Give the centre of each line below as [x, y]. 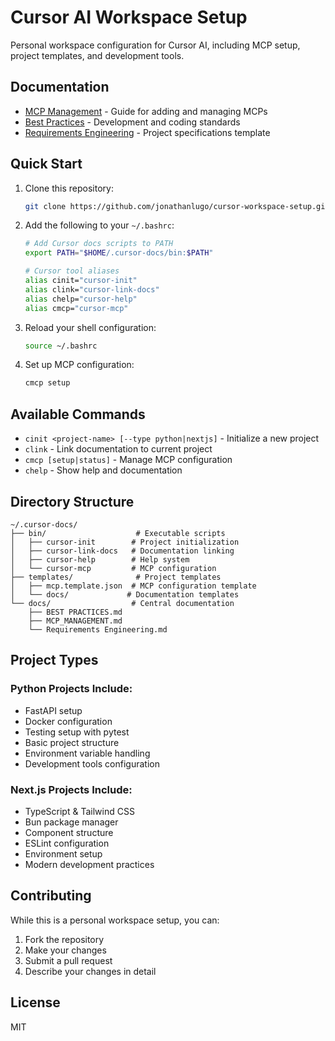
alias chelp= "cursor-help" [81, 299]
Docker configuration [68, 721]
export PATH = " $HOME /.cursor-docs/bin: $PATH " [119, 253]
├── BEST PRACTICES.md [75, 612]
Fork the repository [64, 939]
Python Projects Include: [71, 689]
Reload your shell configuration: [90, 327]
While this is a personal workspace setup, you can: [115, 920]
